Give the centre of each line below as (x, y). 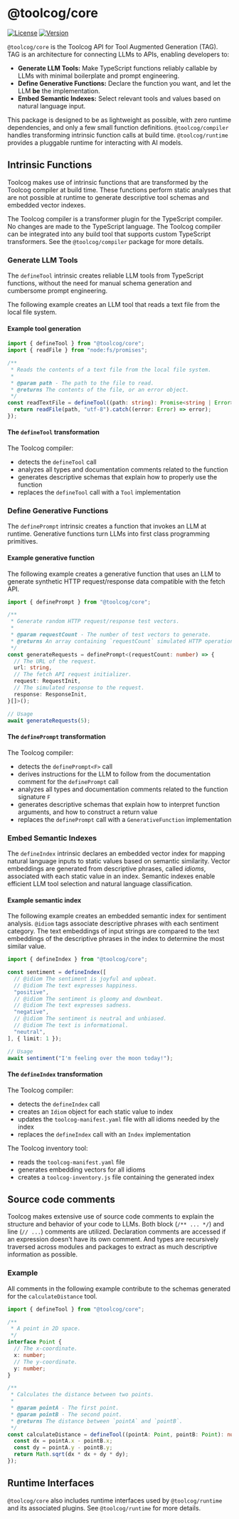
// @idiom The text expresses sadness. (73, 1005)
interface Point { (34, 1342)
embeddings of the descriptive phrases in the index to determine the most (116, 939)
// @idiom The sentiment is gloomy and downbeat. (89, 999)
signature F (34, 796)
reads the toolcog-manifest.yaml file (71, 1162)
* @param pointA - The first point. (65, 1408)
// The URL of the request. (55, 661)
